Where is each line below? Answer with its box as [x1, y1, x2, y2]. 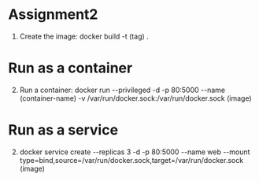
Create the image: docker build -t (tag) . [19, 31, 150, 41]
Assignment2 [8, 6, 98, 24]
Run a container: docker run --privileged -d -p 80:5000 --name [19, 85, 226, 94]
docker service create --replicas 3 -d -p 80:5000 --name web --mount [19, 147, 250, 157]
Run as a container [8, 59, 133, 77]
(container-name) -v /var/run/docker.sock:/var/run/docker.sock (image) [19, 93, 252, 103]
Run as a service [8, 121, 119, 139]
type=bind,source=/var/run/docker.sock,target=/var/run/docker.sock [19, 155, 244, 164]
